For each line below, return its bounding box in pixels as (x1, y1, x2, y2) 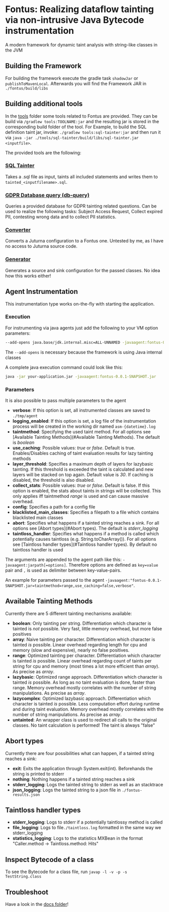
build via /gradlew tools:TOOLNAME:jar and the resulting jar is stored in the (5, 118, 159, 124)
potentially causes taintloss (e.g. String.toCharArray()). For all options (12, 536, 156, 542)
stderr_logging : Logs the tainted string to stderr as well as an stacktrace (12, 781, 163, 787)
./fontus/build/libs (5, 86, 49, 91)
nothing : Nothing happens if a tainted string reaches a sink (12, 776, 135, 782)
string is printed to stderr (12, 771, 64, 777)
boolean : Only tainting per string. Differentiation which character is (12, 620, 151, 626)
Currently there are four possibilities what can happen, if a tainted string (5, 750, 154, 756)
